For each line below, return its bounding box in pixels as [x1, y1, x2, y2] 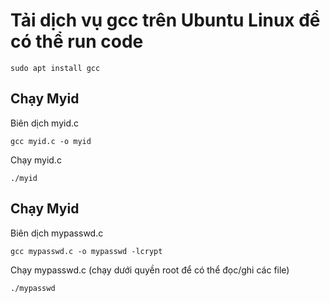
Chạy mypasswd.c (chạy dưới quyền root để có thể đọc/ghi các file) [10, 264, 290, 276]
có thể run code [10, 30, 144, 53]
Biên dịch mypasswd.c [10, 227, 104, 239]
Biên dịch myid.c [10, 117, 80, 129]
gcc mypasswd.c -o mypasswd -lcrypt [10, 246, 163, 256]
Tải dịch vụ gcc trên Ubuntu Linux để [10, 9, 321, 32]
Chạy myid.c [10, 154, 62, 166]
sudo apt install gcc [10, 63, 101, 73]
